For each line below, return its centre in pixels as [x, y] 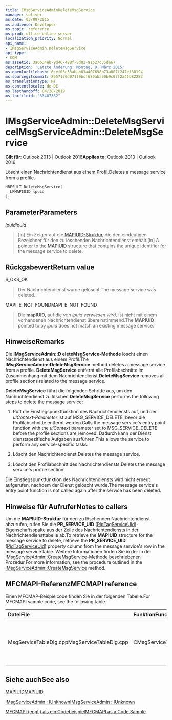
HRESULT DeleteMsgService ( [34, 187]
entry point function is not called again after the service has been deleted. [83, 490]
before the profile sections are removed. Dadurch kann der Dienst [82, 433]
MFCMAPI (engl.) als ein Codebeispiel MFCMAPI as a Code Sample [76, 711]
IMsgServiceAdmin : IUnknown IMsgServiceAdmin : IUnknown [70, 702]
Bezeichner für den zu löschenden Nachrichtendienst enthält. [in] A [89, 240]
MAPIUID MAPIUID [24, 692]
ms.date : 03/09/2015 [27, 19]
